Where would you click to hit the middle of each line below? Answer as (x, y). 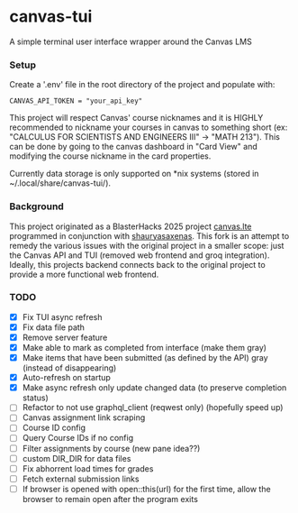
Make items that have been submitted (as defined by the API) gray (145, 358)
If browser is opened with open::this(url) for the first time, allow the (147, 489)
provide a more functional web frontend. (84, 274)
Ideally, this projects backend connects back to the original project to (137, 264)
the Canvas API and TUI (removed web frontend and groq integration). (140, 255)
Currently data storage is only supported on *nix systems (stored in (134, 174)
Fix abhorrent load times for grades (88, 468)
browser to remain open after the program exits (110, 499)
